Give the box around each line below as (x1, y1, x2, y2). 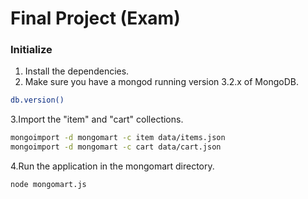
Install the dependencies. (24, 65, 130, 77)
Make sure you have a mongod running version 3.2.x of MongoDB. (24, 76, 299, 88)
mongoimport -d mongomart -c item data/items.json (10, 133, 226, 143)
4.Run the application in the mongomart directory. (10, 160, 215, 172)
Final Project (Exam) (10, 7, 181, 30)
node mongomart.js (10, 180, 87, 190)
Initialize (10, 43, 53, 57)
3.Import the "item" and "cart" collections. (10, 113, 184, 126)
